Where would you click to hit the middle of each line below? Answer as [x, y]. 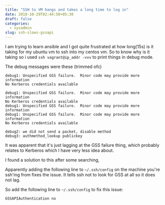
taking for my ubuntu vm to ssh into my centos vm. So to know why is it [78, 52]
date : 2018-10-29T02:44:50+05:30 [39, 14]
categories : [17, 23]
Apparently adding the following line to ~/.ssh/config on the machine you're [82, 170]
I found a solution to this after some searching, [52, 160]
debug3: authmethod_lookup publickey [44, 136]
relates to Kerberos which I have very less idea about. [60, 150]
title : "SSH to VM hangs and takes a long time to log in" [67, 10]
